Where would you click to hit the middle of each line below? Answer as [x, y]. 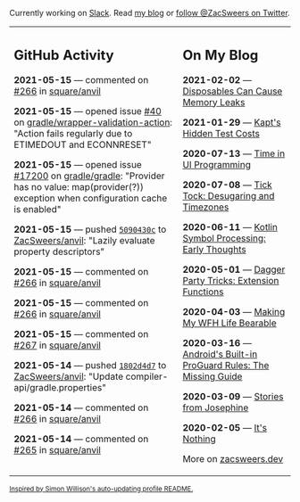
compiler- [147, 376]
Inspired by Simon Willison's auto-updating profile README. [101, 489]
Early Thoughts [215, 249]
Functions [203, 292]
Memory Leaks [214, 102]
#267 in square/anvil [57, 345]
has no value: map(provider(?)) [79, 186]
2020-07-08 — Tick [227, 185]
